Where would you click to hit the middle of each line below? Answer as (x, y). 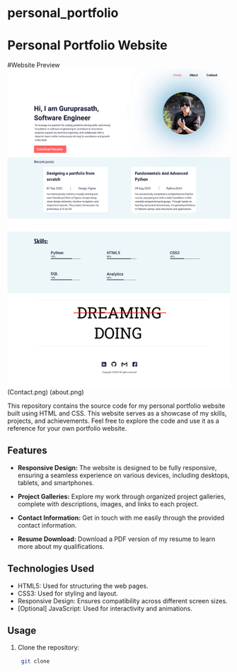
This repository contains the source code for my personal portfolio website (116, 406)
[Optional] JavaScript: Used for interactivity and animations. (105, 608)
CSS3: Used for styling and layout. (68, 593)
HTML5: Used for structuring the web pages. (83, 586)
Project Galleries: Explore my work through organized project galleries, (122, 496)
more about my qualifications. (61, 546)
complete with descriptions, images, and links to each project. (108, 503)
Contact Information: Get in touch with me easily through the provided (121, 518)
